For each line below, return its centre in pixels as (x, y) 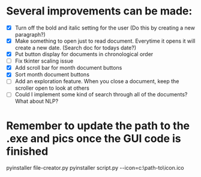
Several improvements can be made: (99, 11)
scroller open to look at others (52, 88)
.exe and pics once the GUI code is (94, 138)
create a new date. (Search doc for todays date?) (76, 48)
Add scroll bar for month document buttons (68, 68)
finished (27, 151)
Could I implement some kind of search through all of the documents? (101, 95)
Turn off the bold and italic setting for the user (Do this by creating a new (105, 28)
